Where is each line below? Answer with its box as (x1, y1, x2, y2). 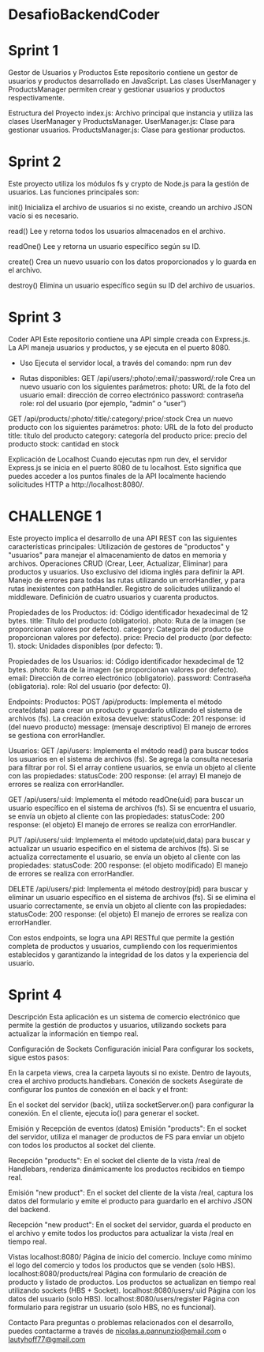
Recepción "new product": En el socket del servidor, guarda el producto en (8, 1219, 252, 1230)
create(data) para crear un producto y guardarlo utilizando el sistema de (8, 705, 243, 714)
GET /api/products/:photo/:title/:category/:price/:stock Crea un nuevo (8, 414, 233, 424)
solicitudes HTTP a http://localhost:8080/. (8, 480, 144, 489)
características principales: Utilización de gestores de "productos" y (8, 541, 230, 551)
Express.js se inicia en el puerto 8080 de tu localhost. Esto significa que (8, 463, 242, 472)
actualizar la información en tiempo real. (8, 1029, 139, 1038)
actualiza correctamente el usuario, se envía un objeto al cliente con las (8, 852, 240, 861)
